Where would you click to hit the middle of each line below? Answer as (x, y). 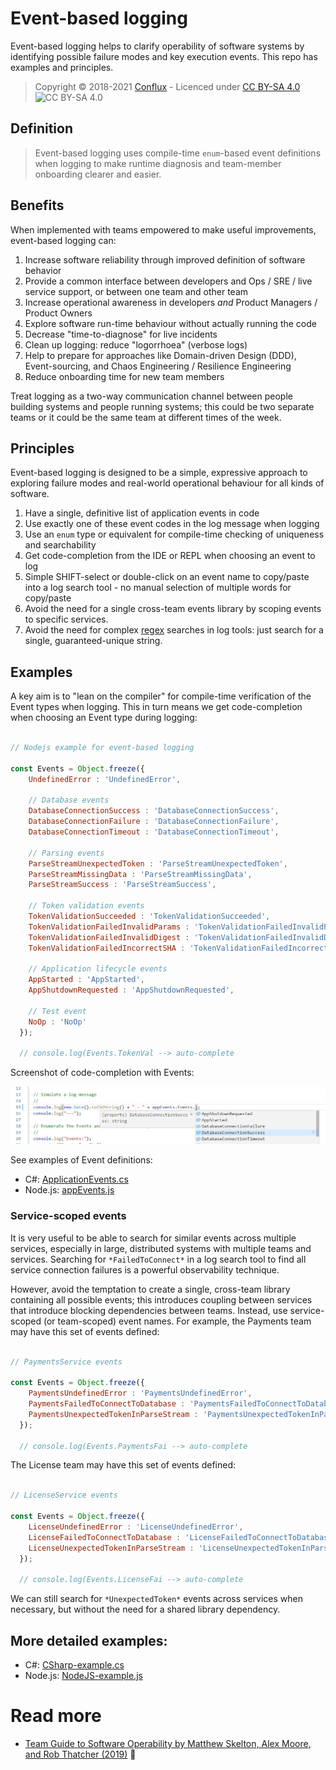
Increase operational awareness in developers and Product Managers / (171, 302)
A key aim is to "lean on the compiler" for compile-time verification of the (161, 696)
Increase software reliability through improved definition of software (165, 259)
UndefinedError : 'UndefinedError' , (105, 779)
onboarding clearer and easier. (98, 174)
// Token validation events (86, 906)
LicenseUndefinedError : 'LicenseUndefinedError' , (136, 1527)
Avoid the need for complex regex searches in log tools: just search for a (174, 630)
